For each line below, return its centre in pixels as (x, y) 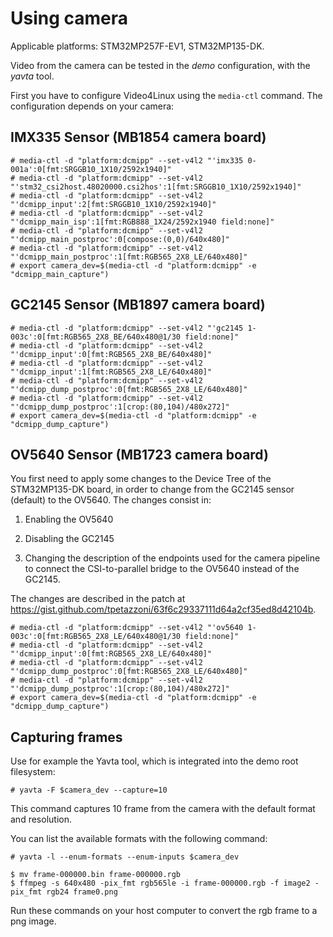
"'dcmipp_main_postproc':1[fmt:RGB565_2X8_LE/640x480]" (129, 257)
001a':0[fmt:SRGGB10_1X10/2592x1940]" (91, 169)
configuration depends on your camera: (92, 106)
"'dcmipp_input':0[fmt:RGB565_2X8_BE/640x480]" (111, 354)
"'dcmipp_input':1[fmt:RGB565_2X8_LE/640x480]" (111, 372)
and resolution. (41, 819)
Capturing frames (66, 737)
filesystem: (33, 772)
